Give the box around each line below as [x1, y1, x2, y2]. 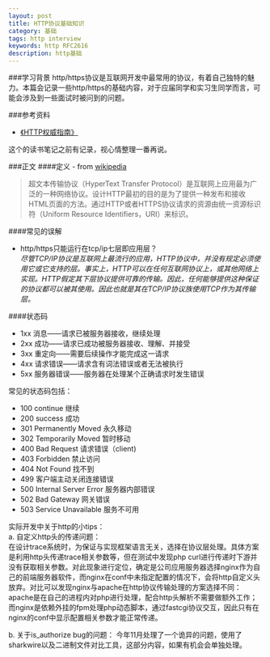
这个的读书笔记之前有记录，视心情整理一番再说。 [8, 145, 171, 154]
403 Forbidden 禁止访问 [19, 454, 101, 464]
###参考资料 [8, 110, 51, 120]
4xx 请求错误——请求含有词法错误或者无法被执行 [19, 359, 184, 368]
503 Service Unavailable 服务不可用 [19, 505, 140, 514]
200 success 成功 [19, 413, 80, 423]
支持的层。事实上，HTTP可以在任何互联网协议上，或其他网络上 [48, 264, 259, 273]
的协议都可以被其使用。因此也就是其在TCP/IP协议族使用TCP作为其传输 [19, 284, 256, 294]
